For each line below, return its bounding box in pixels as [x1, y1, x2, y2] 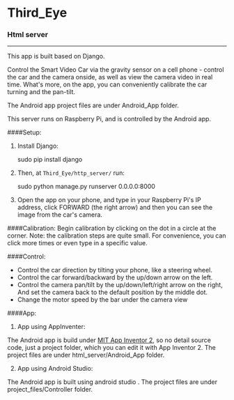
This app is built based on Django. [7, 52, 105, 61]
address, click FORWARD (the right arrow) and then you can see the [17, 203, 213, 212]
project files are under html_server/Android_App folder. [7, 351, 165, 360]
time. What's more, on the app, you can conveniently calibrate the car [7, 80, 208, 89]
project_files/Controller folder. [7, 385, 93, 394]
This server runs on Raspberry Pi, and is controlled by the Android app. [7, 115, 211, 123]
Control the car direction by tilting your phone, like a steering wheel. [17, 266, 212, 275]
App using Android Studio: [17, 364, 93, 373]
